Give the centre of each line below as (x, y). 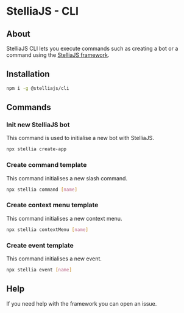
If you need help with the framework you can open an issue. (82, 303)
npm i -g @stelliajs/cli (38, 88)
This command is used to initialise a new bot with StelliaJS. (80, 138)
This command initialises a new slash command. (67, 178)
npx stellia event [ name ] (39, 270)
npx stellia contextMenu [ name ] (47, 230)
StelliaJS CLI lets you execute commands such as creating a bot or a (92, 48)
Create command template (47, 165)
